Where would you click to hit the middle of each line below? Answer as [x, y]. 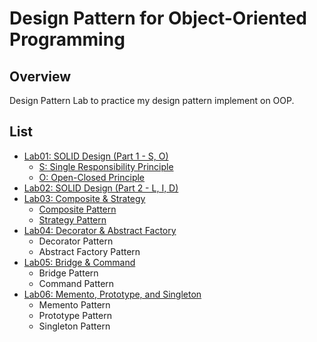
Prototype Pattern [75, 315]
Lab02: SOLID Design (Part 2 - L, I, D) [101, 188]
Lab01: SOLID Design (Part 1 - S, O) [96, 156]
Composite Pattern [77, 209]
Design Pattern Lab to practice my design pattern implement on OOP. [152, 100]
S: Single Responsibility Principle [106, 166]
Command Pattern [76, 283]
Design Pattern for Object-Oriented [158, 18]
